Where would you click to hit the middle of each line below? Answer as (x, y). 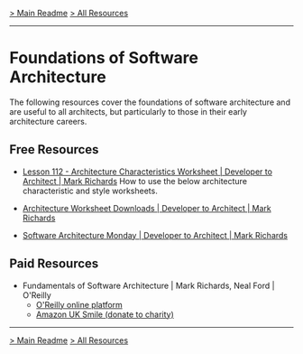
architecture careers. (48, 121)
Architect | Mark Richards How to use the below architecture (135, 181)
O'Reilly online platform (79, 304)
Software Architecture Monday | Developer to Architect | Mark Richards (155, 235)
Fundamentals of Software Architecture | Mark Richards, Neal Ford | (148, 285)
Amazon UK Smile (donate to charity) (105, 314)
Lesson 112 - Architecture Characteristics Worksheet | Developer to (147, 172)
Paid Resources (54, 264)
